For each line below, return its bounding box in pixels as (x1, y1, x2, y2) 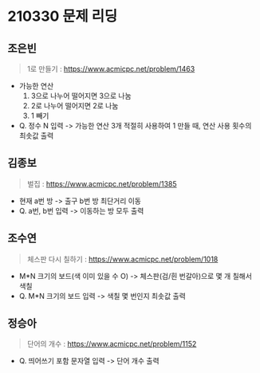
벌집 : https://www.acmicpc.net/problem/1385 (26, 179, 177, 188)
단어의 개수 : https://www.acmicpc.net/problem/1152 (26, 340, 197, 349)
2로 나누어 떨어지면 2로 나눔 (30, 101, 119, 110)
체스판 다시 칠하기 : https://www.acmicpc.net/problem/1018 (26, 254, 219, 264)
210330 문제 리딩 (7, 7, 117, 26)
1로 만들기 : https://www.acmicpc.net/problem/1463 (26, 65, 195, 73)
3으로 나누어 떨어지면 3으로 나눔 (30, 91, 132, 100)
